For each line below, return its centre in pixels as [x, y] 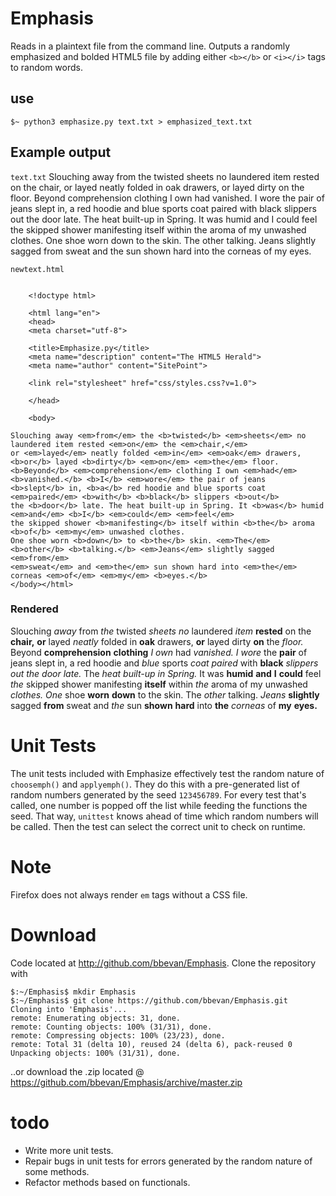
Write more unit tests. [69, 1150]
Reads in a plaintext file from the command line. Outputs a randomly [150, 46]
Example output [61, 152]
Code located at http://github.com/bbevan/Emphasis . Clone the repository [163, 963]
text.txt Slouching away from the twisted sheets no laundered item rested [165, 176]
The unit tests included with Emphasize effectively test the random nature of [167, 773]
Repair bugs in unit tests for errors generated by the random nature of [168, 1161]
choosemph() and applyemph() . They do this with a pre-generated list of [155, 784]
